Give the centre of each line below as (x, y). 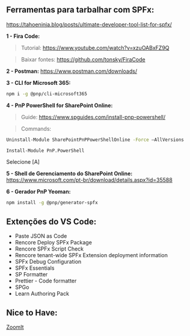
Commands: (36, 128)
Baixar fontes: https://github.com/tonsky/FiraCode (83, 59)
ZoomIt (15, 327)
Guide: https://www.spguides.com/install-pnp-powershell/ (93, 117)
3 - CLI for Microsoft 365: (38, 82)
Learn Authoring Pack (42, 294)
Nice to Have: (32, 313)
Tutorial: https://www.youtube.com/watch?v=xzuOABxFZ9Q (95, 48)
